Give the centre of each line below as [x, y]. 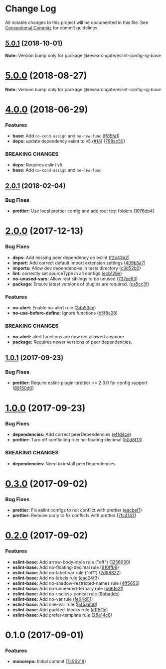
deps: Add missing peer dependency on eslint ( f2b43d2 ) [71, 258]
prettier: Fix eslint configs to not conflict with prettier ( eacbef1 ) [77, 510]
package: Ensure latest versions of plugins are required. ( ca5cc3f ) [81, 284]
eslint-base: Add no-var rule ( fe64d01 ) [53, 599]
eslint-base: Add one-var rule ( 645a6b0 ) [55, 604]
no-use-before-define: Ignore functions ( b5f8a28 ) [65, 313]
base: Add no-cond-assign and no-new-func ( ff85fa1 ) [66, 136]
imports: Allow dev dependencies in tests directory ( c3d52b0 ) [77, 268]
